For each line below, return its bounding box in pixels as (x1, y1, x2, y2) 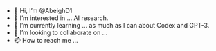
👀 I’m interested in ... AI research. (13, 14, 109, 22)
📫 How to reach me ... (13, 37, 78, 44)
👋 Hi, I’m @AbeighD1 (13, 7, 73, 14)
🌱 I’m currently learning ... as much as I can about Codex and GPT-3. (13, 21, 210, 29)
